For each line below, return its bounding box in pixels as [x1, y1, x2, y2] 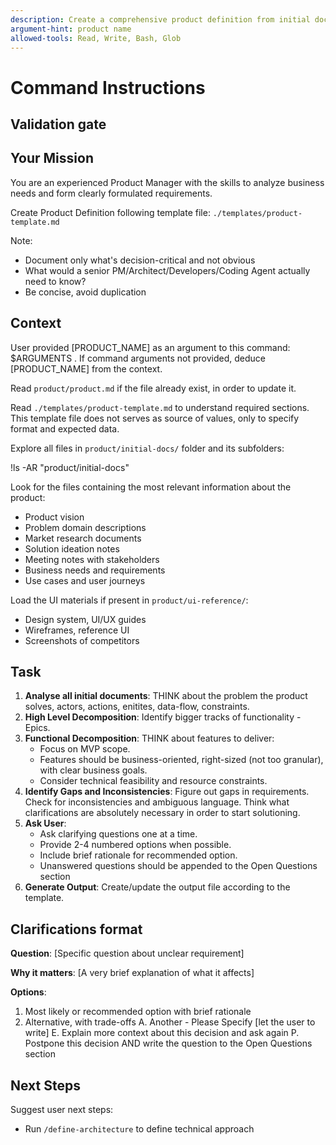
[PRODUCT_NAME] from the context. [10, 362, 163, 375]
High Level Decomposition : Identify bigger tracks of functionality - [24, 711, 302, 723]
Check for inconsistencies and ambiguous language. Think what [24, 796, 290, 808]
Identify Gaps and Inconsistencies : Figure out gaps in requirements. [24, 786, 310, 798]
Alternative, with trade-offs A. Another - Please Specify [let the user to [24, 1016, 316, 1028]
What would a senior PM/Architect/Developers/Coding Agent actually [24, 264, 311, 276]
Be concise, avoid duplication [24, 286, 147, 298]
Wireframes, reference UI [24, 624, 130, 636]
